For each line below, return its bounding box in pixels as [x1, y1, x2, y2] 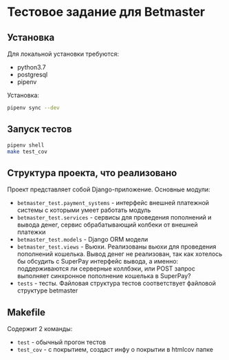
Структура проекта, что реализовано [7, 167, 177, 179]
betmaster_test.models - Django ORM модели [17, 235, 149, 244]
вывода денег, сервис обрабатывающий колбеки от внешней [17, 221, 198, 229]
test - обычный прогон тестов [17, 338, 107, 346]
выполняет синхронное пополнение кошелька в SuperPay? [17, 272, 191, 280]
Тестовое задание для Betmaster [7, 4, 205, 20]
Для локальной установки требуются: [7, 50, 119, 58]
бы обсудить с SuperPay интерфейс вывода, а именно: [17, 257, 179, 266]
